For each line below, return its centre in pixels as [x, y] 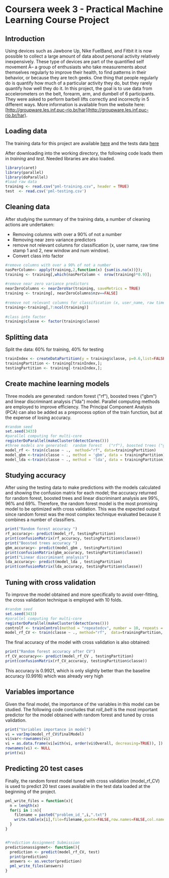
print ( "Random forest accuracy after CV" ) [50, 652]
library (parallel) [24, 172]
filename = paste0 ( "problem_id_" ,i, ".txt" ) [61, 815]
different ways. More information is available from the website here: [75, 104]
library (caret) [21, 168]
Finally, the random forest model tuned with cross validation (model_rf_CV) [82, 781]
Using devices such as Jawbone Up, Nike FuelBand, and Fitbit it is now [79, 51]
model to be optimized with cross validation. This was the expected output [82, 509]
